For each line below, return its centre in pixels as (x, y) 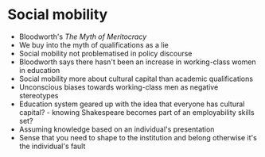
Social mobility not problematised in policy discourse (105, 53)
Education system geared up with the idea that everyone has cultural (132, 104)
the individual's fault (52, 146)
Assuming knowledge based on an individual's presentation (117, 129)
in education (39, 70)
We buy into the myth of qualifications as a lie (94, 44)
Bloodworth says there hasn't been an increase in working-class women (137, 62)
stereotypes (39, 95)
